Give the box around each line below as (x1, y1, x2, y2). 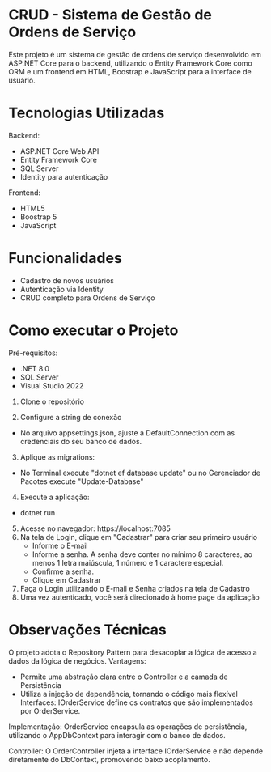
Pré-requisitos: (8, 348, 58, 358)
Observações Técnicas (8, 621, 167, 638)
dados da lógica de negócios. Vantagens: (8, 655, 147, 665)
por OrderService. (19, 706, 81, 715)
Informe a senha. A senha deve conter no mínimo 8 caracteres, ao (32, 549, 253, 559)
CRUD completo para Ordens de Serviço (19, 293, 155, 303)
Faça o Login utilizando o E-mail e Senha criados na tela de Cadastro (19, 583, 251, 593)
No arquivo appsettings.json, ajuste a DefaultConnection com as (19, 427, 235, 438)
